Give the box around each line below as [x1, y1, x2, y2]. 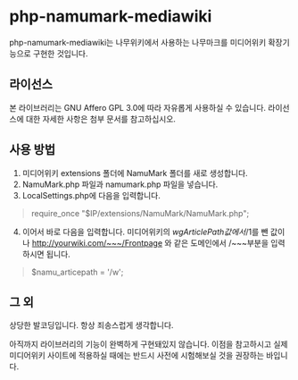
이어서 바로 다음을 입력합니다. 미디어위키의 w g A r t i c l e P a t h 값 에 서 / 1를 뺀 [21, 226, 269, 237]
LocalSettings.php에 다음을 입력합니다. [21, 190, 161, 200]
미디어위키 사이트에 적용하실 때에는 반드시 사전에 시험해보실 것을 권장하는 [9, 350, 265, 361]
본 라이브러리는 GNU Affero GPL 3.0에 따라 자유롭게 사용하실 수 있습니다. [9, 102, 266, 113]
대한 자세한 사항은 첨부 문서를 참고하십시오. [25, 114, 177, 124]
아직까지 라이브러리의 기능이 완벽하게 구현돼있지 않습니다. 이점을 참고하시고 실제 [9, 339, 288, 350]
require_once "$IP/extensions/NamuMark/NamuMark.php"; [30, 207, 250, 218]
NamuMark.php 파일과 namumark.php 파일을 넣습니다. [21, 179, 219, 190]
